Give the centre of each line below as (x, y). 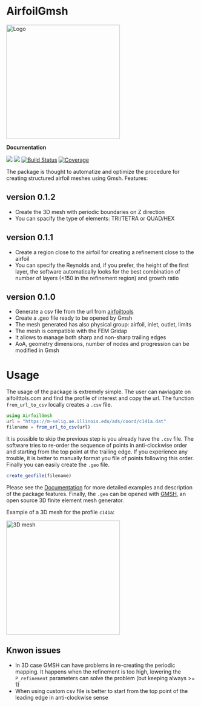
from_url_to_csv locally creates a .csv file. (59, 405)
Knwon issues (34, 651)
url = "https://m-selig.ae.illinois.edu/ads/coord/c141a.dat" (86, 422)
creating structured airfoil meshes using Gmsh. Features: (77, 178)
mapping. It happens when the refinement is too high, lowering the (98, 671)
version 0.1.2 (31, 197)
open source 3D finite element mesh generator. (65, 500)
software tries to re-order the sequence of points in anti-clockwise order (97, 445)
